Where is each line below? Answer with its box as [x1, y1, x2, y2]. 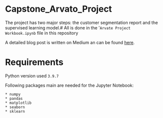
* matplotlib [5, 100, 32, 105]
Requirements [5, 57, 64, 68]
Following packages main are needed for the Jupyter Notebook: [5, 82, 134, 88]
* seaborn [5, 104, 25, 110]
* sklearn [5, 109, 25, 114]
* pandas [5, 96, 23, 101]
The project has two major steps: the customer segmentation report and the [5, 20, 158, 25]
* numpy [5, 92, 21, 96]
